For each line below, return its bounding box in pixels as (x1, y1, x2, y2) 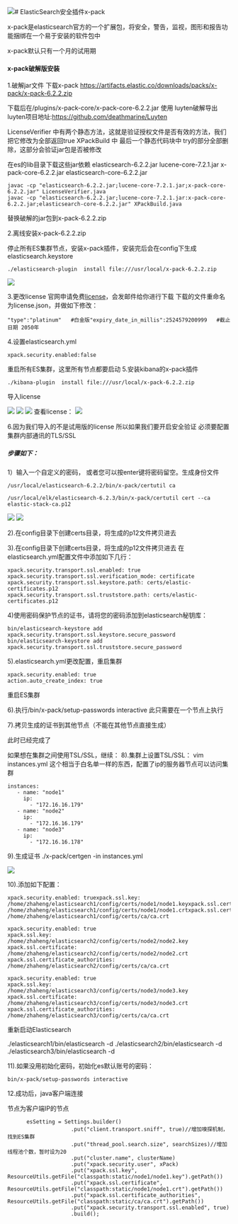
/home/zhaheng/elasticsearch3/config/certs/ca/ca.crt (7, 1012, 170, 1019)
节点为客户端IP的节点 (7, 1104, 69, 1113)
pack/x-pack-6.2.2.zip (7, 89, 73, 98)
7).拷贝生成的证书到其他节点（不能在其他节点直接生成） (7, 721, 171, 730)
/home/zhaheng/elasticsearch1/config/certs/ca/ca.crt (7, 913, 170, 920)
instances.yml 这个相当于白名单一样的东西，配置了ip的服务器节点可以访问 (7, 760, 222, 769)
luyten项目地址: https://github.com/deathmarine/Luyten (7, 113, 168, 121)
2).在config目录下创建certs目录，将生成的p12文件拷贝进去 (7, 528, 177, 538)
